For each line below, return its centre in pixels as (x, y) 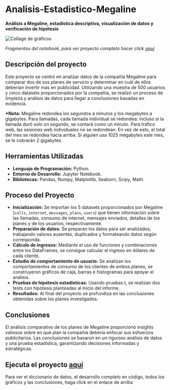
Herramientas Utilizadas (44, 156)
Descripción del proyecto (46, 64)
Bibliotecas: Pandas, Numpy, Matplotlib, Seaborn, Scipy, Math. (78, 179)
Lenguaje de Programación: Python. (51, 168)
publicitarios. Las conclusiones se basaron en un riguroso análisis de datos (84, 338)
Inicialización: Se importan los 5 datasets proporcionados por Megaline (88, 207)
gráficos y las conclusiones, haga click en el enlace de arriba (69, 382)
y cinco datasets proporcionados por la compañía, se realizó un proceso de (84, 93)
